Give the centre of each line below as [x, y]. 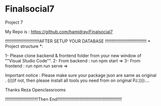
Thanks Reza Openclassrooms [35, 90]
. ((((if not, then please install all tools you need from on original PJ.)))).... [77, 80]
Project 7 [14, 22]
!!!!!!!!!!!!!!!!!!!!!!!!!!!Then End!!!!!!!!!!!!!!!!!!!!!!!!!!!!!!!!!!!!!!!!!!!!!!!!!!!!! [64, 99]
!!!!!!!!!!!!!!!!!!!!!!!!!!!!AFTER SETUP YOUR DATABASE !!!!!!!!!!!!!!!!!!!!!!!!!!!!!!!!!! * [78, 41]
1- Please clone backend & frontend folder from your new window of [73, 55]
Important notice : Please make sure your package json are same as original [81, 75]
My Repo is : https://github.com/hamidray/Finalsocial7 [59, 31]
